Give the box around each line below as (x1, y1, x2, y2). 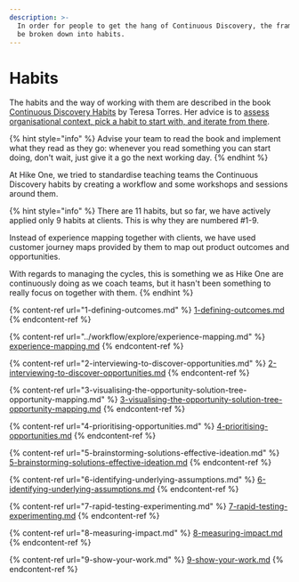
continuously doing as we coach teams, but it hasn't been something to (9, 278, 271, 289)
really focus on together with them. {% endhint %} (9, 287, 194, 298)
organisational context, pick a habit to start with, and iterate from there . (9, 117, 270, 127)
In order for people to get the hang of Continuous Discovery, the (17, 21, 273, 30)
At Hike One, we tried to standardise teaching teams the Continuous (9, 170, 259, 181)
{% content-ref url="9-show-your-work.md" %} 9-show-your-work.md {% (9, 554, 284, 565)
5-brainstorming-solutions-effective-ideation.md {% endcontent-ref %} (9, 457, 272, 468)
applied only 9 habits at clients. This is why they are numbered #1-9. (9, 215, 260, 226)
